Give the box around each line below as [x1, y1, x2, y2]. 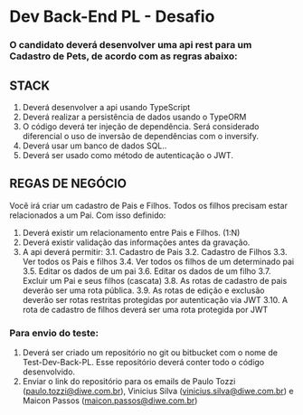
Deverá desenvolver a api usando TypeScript [22, 101, 191, 112]
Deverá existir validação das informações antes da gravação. [22, 237, 251, 248]
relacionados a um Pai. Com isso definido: [9, 210, 166, 221]
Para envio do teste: [9, 326, 99, 339]
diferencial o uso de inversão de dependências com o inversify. [22, 130, 260, 141]
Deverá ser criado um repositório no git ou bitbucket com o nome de [22, 347, 279, 358]
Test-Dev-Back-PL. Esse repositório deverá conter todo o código [22, 357, 265, 368]
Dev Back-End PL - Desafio [9, 6, 215, 27]
